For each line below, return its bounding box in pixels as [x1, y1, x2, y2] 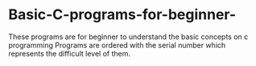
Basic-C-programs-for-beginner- [8, 6, 237, 24]
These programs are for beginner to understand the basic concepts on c [8, 32, 249, 41]
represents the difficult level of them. [8, 49, 131, 58]
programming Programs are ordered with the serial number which [8, 40, 226, 49]
